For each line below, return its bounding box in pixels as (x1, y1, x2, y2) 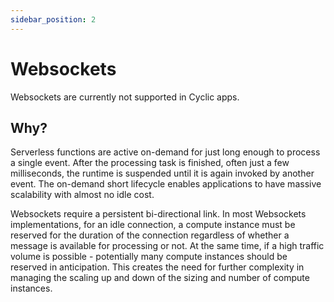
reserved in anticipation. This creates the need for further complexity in (10, 261, 305, 273)
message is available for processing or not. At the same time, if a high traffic (10, 240, 325, 252)
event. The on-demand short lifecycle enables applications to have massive (10, 178, 322, 190)
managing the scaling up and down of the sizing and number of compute (10, 272, 310, 284)
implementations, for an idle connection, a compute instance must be (10, 219, 296, 231)
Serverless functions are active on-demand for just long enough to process (10, 146, 321, 158)
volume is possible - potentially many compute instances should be (10, 251, 288, 263)
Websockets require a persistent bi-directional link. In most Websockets (10, 208, 307, 220)
